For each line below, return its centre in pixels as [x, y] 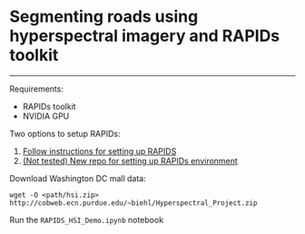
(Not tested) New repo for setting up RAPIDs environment [130, 161]
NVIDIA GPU [46, 116]
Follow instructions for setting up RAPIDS [99, 151]
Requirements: [36, 89]
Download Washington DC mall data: [78, 178]
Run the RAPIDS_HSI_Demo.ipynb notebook [87, 219]
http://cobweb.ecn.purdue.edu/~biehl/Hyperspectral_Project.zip [133, 203]
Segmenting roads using [104, 17]
